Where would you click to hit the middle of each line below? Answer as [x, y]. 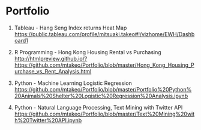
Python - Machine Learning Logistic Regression [73, 83]
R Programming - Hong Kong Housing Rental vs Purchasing [88, 52]
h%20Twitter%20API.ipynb [48, 120]
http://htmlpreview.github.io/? [51, 58]
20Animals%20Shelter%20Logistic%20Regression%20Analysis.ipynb [101, 96]
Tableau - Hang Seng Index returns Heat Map [70, 28]
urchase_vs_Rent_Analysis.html [53, 71]
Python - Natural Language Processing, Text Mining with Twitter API [98, 107]
